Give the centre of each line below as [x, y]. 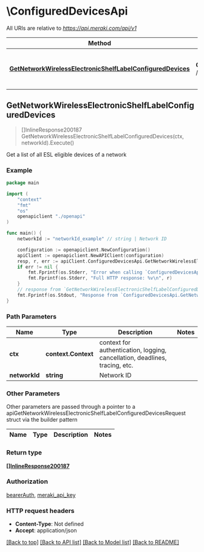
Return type [24, 453]
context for [115, 342]
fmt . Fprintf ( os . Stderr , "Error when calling [85, 272]
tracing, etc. [116, 365]
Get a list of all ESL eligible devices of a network [66, 154]
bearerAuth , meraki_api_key [41, 495]
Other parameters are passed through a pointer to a [71, 407]
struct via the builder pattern [42, 420]
